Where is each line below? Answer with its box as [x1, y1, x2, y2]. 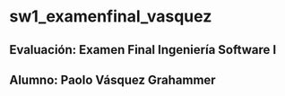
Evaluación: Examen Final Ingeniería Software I [9, 42, 277, 57]
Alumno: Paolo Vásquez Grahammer [9, 72, 217, 87]
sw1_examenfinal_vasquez [9, 6, 212, 27]
